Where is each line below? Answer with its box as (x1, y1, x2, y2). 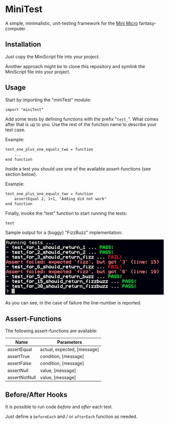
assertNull (7, 367, 29, 374)
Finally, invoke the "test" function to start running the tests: (5, 210, 127, 216)
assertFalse (7, 360, 32, 367)
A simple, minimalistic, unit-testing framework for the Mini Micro (5, 20, 138, 26)
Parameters (57, 339, 82, 345)
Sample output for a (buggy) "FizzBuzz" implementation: (5, 229, 123, 235)
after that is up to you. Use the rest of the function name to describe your (5, 121, 157, 127)
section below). (5, 171, 37, 177)
